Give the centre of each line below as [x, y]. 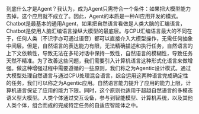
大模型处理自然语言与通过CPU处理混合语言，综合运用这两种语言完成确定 [95, 75]
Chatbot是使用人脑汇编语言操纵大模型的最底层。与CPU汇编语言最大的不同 [97, 31]
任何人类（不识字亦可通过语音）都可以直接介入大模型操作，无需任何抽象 [105, 38]
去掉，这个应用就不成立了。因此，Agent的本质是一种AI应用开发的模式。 [94, 16]
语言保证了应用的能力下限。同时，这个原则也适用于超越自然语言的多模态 [105, 90]
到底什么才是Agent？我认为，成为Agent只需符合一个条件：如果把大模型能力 [99, 9]
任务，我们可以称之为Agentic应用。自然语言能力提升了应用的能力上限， [98, 83]
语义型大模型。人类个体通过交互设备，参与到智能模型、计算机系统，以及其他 [99, 98]
